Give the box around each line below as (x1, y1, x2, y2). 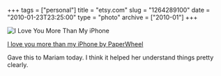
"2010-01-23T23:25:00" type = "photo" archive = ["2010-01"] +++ (7, 13, 198, 21)
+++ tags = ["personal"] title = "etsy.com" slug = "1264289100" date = (7, 6, 211, 14)
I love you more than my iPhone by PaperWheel (7, 40, 144, 48)
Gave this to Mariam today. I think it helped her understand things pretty (7, 53, 214, 61)
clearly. (7, 61, 29, 68)
